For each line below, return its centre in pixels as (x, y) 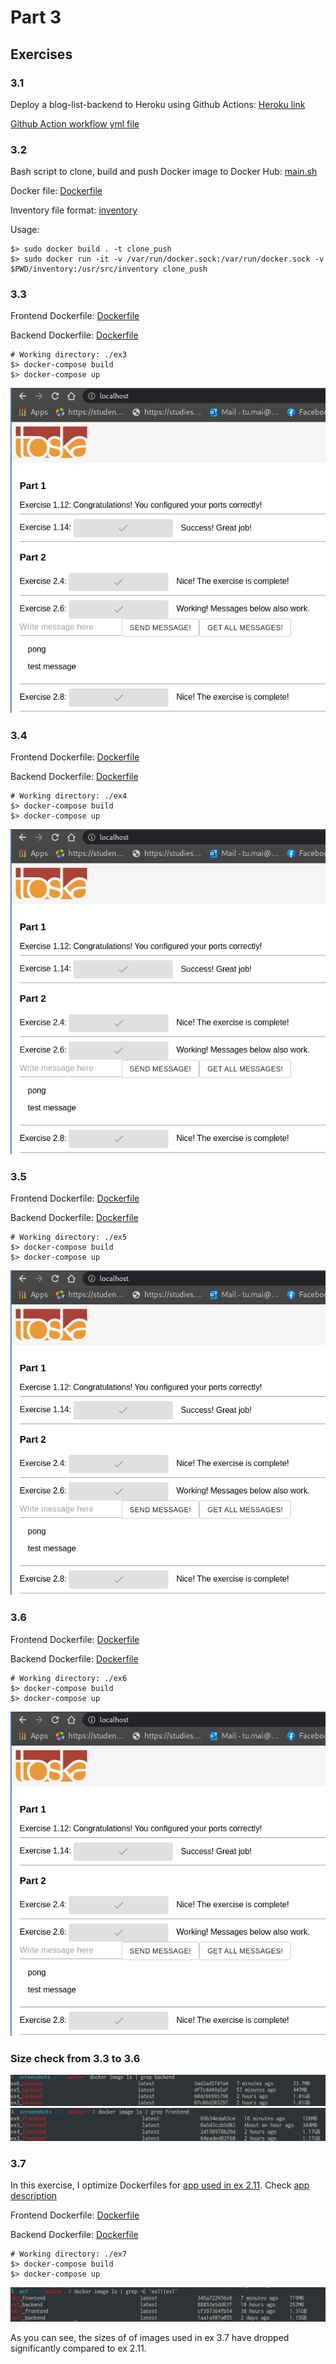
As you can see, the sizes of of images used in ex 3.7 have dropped (150, 2337)
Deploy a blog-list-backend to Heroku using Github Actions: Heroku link (158, 104)
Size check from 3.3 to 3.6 (75, 2058)
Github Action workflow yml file (75, 123)
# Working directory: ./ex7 (69, 2254)
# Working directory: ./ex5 (69, 1237)
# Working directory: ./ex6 (69, 1678)
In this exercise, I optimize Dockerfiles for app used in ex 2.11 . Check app (160, 2185)
